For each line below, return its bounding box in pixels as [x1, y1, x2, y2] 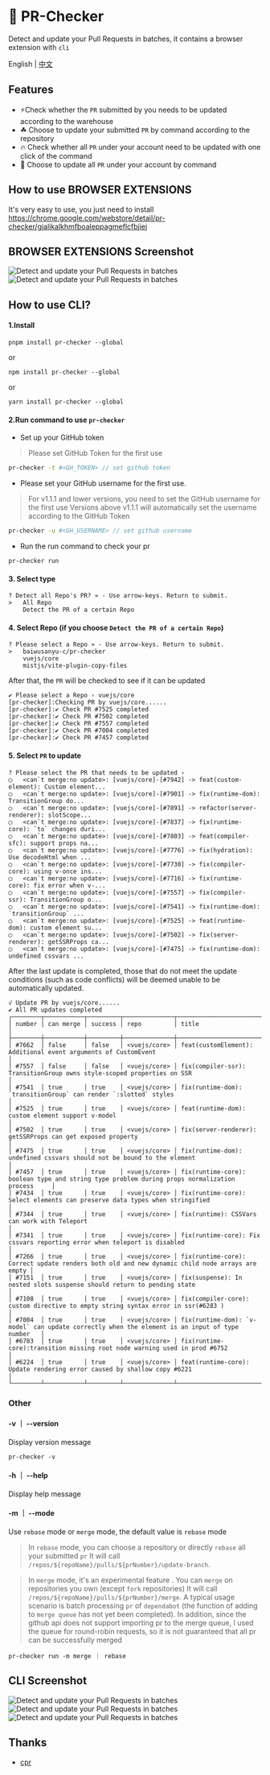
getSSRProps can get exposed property [8, 1132, 138, 1140]
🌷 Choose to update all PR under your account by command [19, 159, 217, 169]
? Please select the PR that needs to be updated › [8, 768, 185, 776]
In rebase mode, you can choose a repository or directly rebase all [27, 1542, 247, 1553]
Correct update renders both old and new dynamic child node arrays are [8, 1260, 257, 1268]
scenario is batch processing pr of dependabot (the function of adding [27, 1601, 259, 1611]
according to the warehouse [19, 116, 114, 126]
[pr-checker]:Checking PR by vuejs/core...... [8, 698, 167, 707]
